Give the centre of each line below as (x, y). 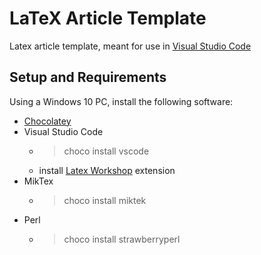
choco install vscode (106, 151)
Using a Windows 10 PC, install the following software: (121, 101)
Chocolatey (47, 121)
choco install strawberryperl (122, 239)
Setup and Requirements (88, 77)
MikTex (38, 181)
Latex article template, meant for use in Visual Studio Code (130, 46)
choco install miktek (105, 200)
